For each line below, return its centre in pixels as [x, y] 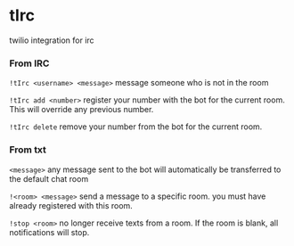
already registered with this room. [71, 205]
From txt [28, 150]
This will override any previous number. [82, 110]
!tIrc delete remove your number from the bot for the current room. [136, 127]
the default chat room [49, 178]
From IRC [29, 63]
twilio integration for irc [52, 40]
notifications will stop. [49, 232]
